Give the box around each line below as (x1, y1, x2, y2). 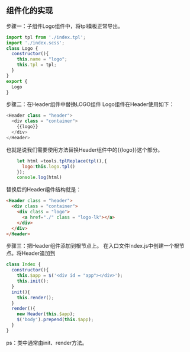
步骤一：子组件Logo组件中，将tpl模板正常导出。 (6, 23, 123, 30)
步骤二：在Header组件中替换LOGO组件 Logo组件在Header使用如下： (6, 101, 175, 108)
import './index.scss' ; (6, 40, 65, 46)
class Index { (6, 261, 41, 268)
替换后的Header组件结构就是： (6, 186, 82, 193)
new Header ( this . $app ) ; (17, 311, 76, 317)
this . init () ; (17, 278, 49, 284)
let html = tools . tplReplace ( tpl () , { (17, 158, 108, 164)
